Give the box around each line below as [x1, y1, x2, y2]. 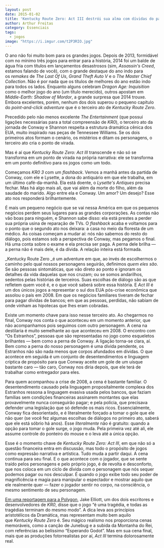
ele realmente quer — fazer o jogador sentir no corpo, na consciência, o [5, 481, 150, 487]
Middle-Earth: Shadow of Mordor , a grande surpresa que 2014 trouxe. [5, 94, 146, 100]
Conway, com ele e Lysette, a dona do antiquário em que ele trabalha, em [5, 174, 153, 180]
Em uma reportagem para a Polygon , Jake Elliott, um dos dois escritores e [5, 496, 154, 502]
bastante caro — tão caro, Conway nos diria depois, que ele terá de [5, 364, 141, 370]
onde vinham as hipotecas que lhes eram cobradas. [5, 302, 109, 308]
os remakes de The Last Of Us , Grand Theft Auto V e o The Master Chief [5, 73, 152, 79]
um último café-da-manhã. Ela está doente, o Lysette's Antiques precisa [5, 180, 150, 185]
